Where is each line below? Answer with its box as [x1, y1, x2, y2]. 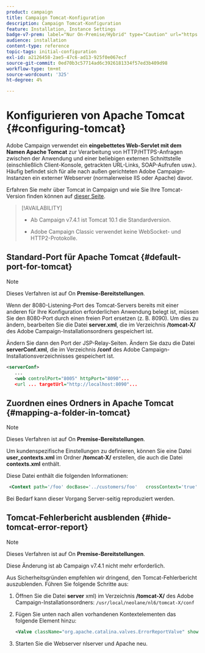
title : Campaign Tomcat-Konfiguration [6, 15, 105, 21]
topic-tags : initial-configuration [6, 49, 97, 55]
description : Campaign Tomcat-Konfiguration [6, 20, 121, 26]
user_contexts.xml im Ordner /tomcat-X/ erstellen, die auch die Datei [6, 454, 183, 461]
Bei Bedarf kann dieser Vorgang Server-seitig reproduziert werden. [6, 495, 175, 502]
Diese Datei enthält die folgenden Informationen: [6, 472, 128, 480]
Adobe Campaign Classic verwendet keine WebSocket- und [30, 228, 181, 236]
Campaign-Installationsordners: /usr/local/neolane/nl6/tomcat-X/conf [15, 599, 195, 606]
